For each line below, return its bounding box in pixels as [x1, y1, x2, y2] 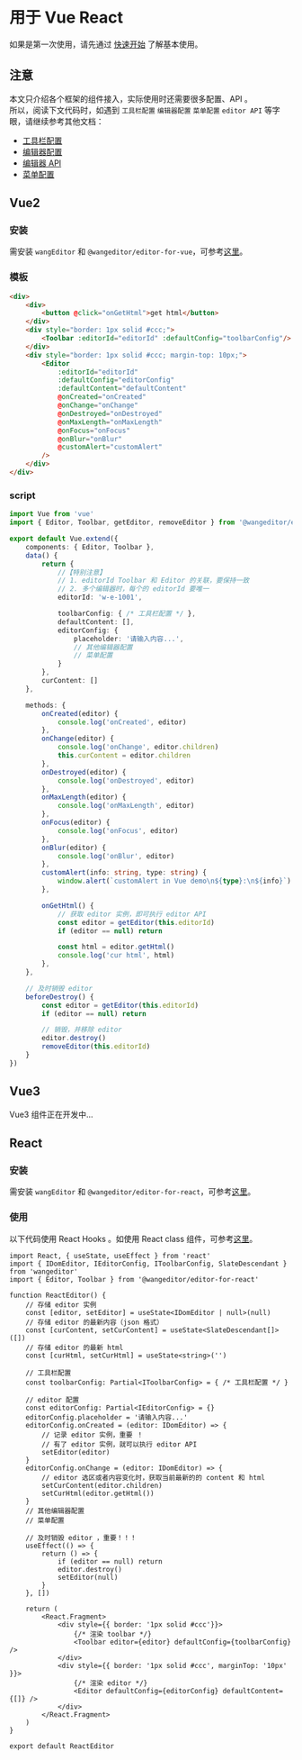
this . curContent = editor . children [57, 751, 191, 760]
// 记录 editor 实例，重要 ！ [41, 1430, 144, 1439]
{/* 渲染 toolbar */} [73, 1629, 152, 1638]
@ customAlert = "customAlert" [57, 442, 164, 452]
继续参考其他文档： [32, 115, 104, 126]
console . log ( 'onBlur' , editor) [57, 851, 175, 860]
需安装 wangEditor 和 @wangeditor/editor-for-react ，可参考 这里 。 [9, 1186, 256, 1197]
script [9, 489, 36, 502]
